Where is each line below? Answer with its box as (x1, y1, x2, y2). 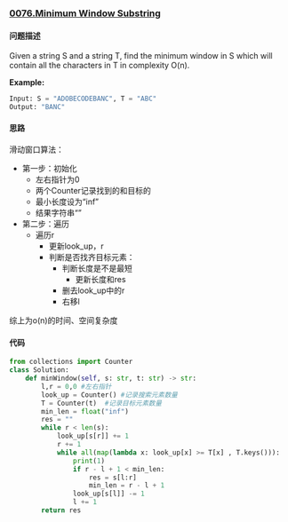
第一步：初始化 (21, 163, 77, 174)
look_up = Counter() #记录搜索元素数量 (41, 390, 178, 399)
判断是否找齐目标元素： (48, 252, 135, 263)
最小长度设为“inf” (35, 196, 100, 207)
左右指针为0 (35, 174, 80, 185)
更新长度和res (75, 274, 126, 285)
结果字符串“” (35, 208, 82, 218)
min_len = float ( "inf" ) (41, 407, 129, 415)
